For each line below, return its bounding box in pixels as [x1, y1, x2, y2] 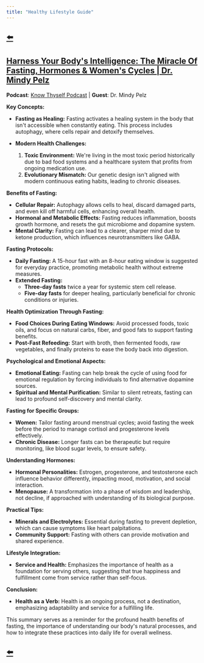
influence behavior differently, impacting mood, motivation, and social [15, 475, 191, 482]
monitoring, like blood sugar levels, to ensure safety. [15, 445, 147, 452]
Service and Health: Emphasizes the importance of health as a [15, 561, 174, 568]
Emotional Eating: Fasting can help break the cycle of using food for [15, 369, 188, 376]
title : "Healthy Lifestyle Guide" [6, 9, 94, 15]
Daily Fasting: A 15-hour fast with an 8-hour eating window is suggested [15, 257, 198, 264]
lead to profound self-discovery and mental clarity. [15, 395, 142, 403]
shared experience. [15, 537, 64, 545]
